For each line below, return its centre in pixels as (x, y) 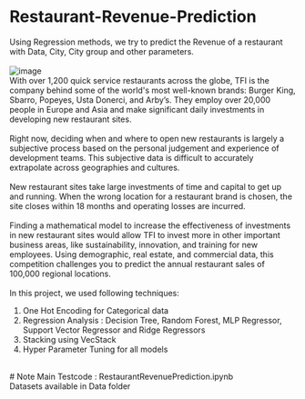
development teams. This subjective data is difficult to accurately (132, 157)
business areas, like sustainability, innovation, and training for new (133, 244)
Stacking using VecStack (69, 339)
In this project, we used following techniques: (95, 293)
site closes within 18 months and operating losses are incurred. (127, 205)
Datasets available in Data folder (70, 386)
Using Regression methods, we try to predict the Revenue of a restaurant (147, 42)
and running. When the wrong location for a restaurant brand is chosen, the (151, 196)
